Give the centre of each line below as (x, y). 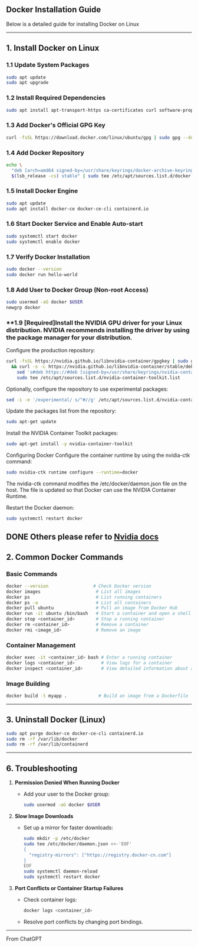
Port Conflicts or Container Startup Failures (69, 888)
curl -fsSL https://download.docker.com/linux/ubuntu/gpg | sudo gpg (93, 137)
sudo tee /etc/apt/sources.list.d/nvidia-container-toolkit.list (99, 378)
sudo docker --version (34, 269)
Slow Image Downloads (44, 816)
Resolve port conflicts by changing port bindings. (83, 922)
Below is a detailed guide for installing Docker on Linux (73, 24)
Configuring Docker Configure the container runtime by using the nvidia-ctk (98, 455)
